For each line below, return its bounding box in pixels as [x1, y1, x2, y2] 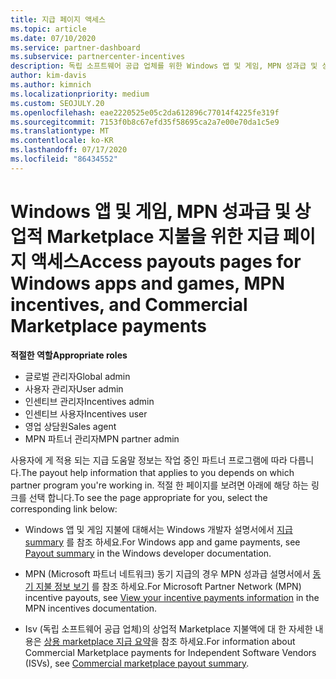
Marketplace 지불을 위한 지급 [46, 225, 280, 248]
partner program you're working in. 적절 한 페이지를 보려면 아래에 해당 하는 [10, 479, 309, 491]
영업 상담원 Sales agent [24, 420, 117, 432]
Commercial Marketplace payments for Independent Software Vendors [24, 646, 317, 658]
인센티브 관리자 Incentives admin [24, 395, 155, 407]
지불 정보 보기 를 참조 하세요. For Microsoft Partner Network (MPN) [35, 580, 302, 592]
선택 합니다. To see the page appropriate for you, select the [28, 491, 268, 503]
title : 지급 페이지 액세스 [10, 14, 106, 25]
